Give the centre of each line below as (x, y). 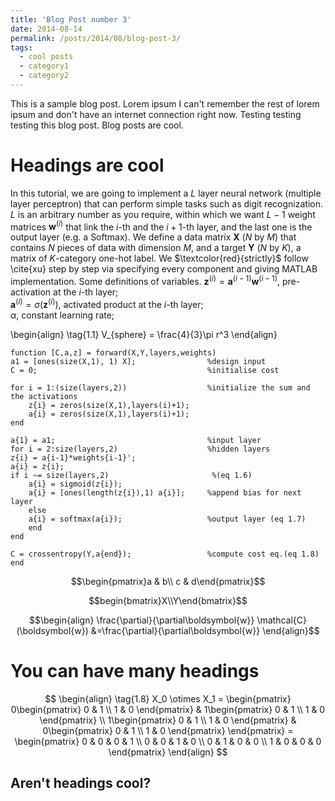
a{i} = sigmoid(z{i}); (75, 484)
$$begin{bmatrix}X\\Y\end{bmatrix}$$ (168, 600)
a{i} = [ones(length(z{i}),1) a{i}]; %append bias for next (165, 492)
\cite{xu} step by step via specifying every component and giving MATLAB (164, 269)
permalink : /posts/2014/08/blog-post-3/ (96, 38)
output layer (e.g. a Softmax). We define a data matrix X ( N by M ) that (153, 237)
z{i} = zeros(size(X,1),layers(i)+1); (109, 405)
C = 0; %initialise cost (145, 370)
